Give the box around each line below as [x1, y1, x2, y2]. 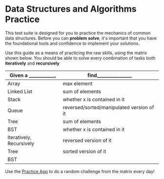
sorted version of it [62, 148, 106, 155]
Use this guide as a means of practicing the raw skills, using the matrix [5, 50, 147, 56]
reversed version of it [62, 137, 112, 144]
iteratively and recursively [5, 60, 60, 66]
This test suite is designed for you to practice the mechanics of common [5, 30, 151, 36]
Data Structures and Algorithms [5, 3, 137, 15]
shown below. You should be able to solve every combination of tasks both [5, 55, 156, 61]
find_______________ [87, 72, 132, 79]
